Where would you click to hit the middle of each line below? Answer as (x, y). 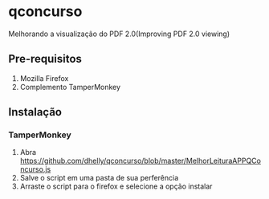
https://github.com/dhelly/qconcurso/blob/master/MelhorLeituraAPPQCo (140, 161)
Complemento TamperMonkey (70, 87)
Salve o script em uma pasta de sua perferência (99, 178)
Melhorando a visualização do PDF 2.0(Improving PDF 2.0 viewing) (119, 34)
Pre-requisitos (45, 59)
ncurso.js (35, 169)
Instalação (35, 112)
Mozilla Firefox (44, 78)
